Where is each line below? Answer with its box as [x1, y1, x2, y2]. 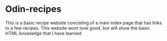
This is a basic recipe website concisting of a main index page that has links [5, 20, 162, 26]
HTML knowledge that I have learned [5, 30, 82, 36]
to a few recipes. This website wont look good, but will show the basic [5, 25, 150, 31]
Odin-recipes [5, 3, 62, 15]
